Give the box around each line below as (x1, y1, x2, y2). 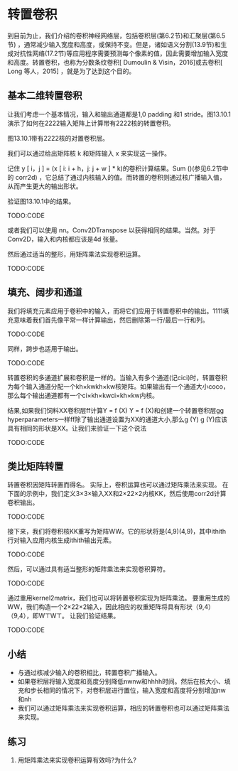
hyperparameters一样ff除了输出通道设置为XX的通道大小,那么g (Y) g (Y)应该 (7, 415, 227, 424)
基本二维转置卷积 (7, 90, 82, 102)
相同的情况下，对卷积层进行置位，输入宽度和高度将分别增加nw (42, 686, 226, 695)
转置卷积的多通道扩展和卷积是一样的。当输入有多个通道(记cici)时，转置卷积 (7, 373, 227, 382)
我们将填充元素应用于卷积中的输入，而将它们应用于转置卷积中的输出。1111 (7, 306, 223, 315)
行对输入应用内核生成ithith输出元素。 (7, 536, 116, 544)
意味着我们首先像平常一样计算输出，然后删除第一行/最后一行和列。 (13, 316, 210, 324)
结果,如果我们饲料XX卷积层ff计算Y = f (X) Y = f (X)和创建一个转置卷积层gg (7, 406, 225, 414)
